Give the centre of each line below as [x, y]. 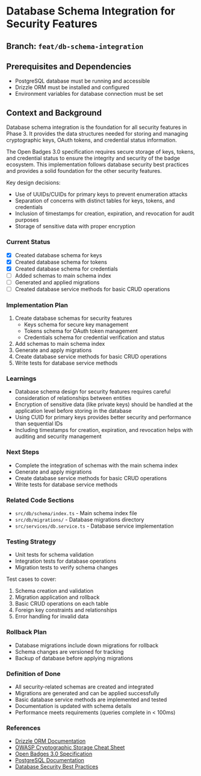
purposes [27, 220]
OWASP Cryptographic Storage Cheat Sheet [70, 748]
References [23, 728]
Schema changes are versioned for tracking [69, 651]
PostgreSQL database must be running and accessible [82, 81]
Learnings [21, 379]
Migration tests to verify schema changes [66, 568]
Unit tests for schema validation [54, 555]
